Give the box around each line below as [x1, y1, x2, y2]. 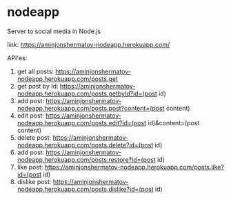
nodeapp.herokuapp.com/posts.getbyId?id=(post [17, 89, 157, 98]
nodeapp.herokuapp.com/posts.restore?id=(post [17, 155, 157, 163]
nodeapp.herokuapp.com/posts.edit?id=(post [17, 118, 147, 127]
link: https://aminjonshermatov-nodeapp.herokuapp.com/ [7, 40, 170, 48]
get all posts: [17, 67, 54, 75]
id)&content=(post [148, 118, 200, 127]
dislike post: [17, 177, 52, 185]
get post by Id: [17, 82, 59, 90]
